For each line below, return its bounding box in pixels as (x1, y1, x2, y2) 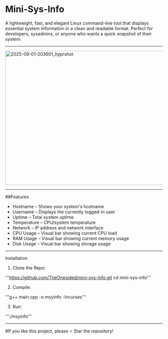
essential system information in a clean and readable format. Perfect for (5, 25, 153, 31)
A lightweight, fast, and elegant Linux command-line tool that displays (5, 20, 149, 26)
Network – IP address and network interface (12, 224, 103, 231)
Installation (5, 255, 28, 261)
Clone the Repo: (12, 264, 46, 271)
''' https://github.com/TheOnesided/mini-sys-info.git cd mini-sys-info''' (5, 274, 151, 280)
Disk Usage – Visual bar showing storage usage (12, 240, 111, 246)
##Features (5, 194, 29, 200)
